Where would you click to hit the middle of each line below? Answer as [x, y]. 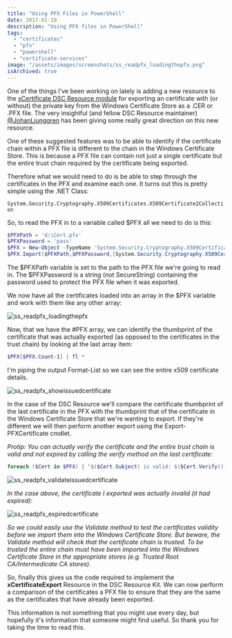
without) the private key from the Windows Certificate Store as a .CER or [110, 106]
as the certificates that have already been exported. [81, 599]
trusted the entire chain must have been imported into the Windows [103, 549]
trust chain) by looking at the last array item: [70, 344]
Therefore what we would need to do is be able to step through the [102, 176]
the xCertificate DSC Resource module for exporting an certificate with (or [113, 98]
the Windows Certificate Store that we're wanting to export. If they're [105, 419]
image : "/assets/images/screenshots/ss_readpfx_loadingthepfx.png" [106, 65]
